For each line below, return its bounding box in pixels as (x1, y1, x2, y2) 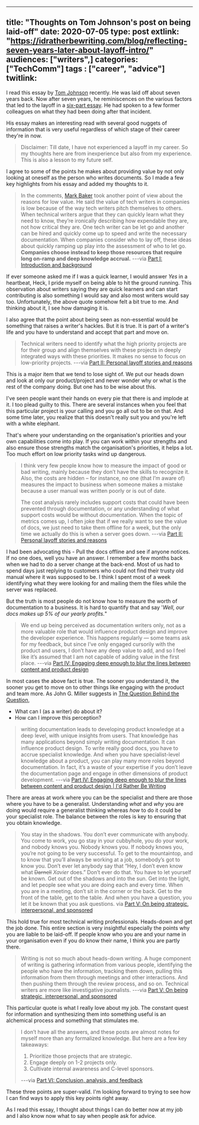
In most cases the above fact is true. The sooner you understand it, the (6, 677, 179, 684)
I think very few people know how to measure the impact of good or (20, 462, 187, 469)
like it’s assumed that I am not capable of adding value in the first (20, 653, 179, 660)
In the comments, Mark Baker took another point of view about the (20, 191, 183, 199)
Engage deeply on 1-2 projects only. (29, 1058, 117, 1066)
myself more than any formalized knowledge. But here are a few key (20, 1035, 187, 1042)
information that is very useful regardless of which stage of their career (6, 125, 181, 133)
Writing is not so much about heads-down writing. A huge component (20, 954, 191, 962)
